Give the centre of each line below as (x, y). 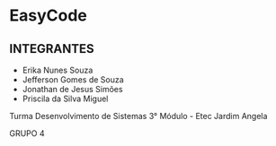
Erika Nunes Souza (58, 70)
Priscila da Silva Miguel (65, 99)
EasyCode (49, 16)
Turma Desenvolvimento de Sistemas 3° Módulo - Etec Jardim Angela (138, 116)
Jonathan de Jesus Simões (72, 89)
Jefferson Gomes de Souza (73, 80)
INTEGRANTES (52, 49)
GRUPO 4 (27, 133)
